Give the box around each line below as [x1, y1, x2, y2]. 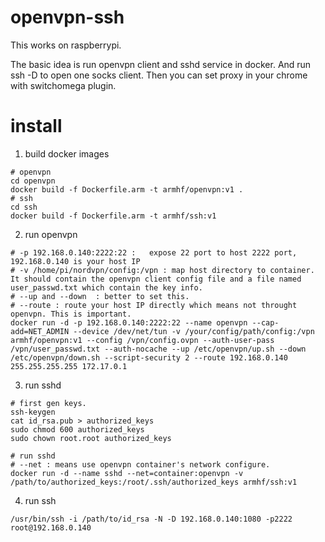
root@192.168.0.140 [10, 522, 92, 533]
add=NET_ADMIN [10, 326, 70, 336]
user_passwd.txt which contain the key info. [10, 282, 203, 293]
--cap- [251, 317, 280, 328]
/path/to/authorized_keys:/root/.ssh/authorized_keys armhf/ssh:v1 [10, 477, 298, 487]
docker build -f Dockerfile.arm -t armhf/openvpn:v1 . [10, 184, 244, 195]
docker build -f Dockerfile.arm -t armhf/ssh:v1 [10, 211, 217, 221]
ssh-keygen [10, 407, 56, 417]
